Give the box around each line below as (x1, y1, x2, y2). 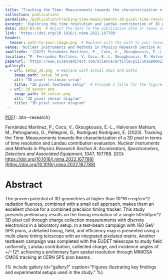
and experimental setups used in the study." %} (5, 269, 103, 275)
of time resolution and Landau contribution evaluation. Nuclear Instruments (5, 140, 160, 146)
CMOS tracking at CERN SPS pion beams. (5, 254, 91, 260)
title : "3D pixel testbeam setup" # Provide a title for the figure (14, 82, 162, 87)
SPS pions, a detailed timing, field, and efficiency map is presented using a (5, 228, 159, 234)
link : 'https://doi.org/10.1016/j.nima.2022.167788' (5, 31, 117, 36)
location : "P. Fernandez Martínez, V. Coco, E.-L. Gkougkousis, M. (5, 54, 149, 59)
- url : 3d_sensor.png (9, 86, 55, 92)
